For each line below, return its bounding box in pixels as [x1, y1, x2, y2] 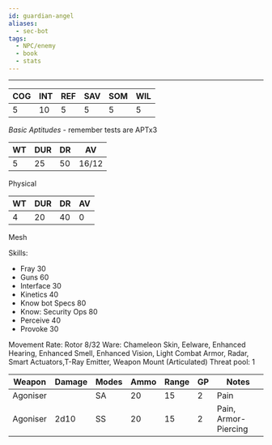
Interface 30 [19, 280, 62, 290]
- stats [15, 58, 42, 66]
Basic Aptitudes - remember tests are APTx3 [8, 125, 158, 135]
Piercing [216, 423, 249, 434]
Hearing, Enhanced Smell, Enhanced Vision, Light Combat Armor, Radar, [8, 348, 249, 357]
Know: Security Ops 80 [19, 306, 99, 316]
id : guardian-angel [8, 11, 74, 20]
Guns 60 [19, 272, 49, 282]
